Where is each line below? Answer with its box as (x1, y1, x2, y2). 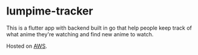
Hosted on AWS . (6, 42, 47, 50)
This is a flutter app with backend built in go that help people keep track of (6, 24, 193, 31)
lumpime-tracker (6, 4, 93, 18)
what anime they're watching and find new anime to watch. (6, 30, 154, 37)
